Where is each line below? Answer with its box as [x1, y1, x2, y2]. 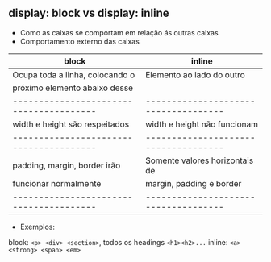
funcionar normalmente [12, 177, 102, 189]
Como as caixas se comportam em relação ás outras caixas [19, 27, 219, 37]
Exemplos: [19, 222, 55, 231]
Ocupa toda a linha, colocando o [12, 69, 135, 80]
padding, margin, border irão [12, 160, 121, 171]
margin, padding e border [144, 177, 242, 189]
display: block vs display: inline [8, 6, 169, 20]
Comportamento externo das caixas [19, 36, 140, 46]
